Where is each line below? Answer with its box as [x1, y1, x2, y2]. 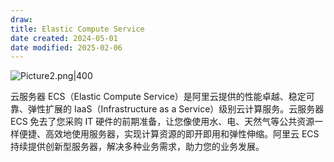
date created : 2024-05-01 [10, 33, 118, 43]
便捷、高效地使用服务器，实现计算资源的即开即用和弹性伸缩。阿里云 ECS [18, 128, 320, 140]
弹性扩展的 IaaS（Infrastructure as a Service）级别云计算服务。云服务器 [27, 103, 325, 115]
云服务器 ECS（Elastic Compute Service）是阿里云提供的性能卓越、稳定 [10, 91, 307, 103]
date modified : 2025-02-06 [10, 42, 123, 53]
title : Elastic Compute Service [10, 24, 145, 34]
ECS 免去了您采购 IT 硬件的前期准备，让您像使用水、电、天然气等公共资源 [10, 116, 315, 128]
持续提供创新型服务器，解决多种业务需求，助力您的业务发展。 [10, 141, 265, 153]
